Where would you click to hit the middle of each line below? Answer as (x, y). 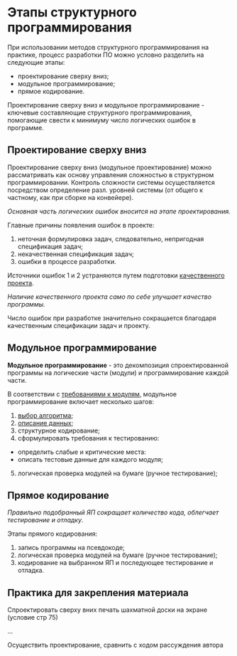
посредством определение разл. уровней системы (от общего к (105, 190)
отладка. (31, 571)
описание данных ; (45, 423)
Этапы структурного (72, 12)
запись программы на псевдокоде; (71, 548)
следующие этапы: (36, 62)
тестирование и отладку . (45, 520)
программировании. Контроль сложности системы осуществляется (111, 182)
